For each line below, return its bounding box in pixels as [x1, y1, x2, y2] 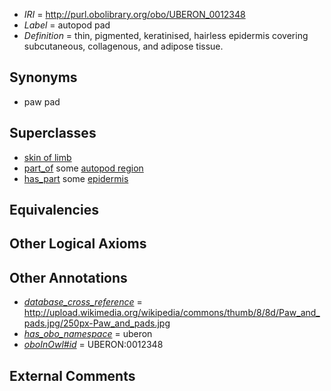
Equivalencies [9, 202, 99, 219]
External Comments [9, 367, 136, 384]
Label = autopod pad [23, 19, 111, 31]
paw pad [23, 95, 61, 108]
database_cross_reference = [23, 296, 143, 308]
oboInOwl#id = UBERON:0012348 [23, 339, 164, 351]
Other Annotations [9, 269, 128, 286]
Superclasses [9, 125, 97, 142]
